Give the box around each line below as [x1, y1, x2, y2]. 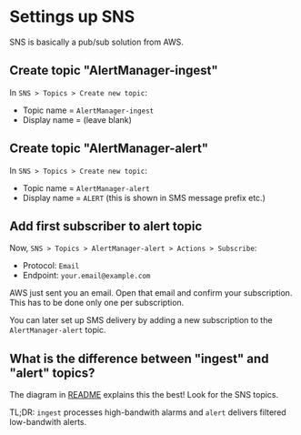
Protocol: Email [22, 260, 80, 271]
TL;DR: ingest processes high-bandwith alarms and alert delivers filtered [9, 407, 286, 418]
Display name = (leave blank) [22, 114, 132, 125]
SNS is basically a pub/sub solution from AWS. [9, 36, 185, 47]
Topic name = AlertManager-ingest [22, 105, 155, 116]
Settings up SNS [9, 6, 135, 27]
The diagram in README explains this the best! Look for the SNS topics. [9, 389, 279, 400]
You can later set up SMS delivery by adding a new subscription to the [9, 315, 273, 326]
